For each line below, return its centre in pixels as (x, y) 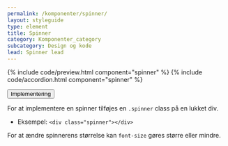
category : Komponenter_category (54, 40)
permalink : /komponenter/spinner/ (58, 14)
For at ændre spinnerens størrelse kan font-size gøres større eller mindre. (114, 135)
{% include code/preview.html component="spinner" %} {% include (105, 72)
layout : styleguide (36, 20)
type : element (28, 26)
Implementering (31, 94)
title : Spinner (29, 33)
